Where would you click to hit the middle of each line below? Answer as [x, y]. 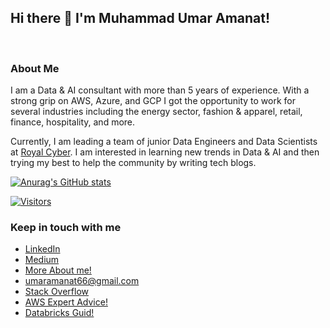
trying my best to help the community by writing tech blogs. [133, 163]
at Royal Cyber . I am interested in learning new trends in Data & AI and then [165, 152]
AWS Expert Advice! [66, 302]
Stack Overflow [57, 292]
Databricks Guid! [59, 313]
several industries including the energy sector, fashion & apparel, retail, [156, 112]
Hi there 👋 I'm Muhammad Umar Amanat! [140, 18]
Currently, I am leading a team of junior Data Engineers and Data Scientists [164, 142]
